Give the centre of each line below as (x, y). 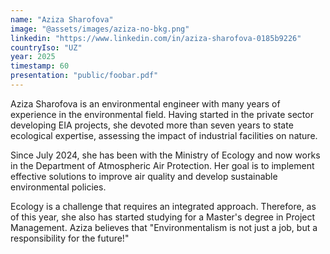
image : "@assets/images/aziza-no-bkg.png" (100, 29)
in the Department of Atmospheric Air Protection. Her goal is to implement (162, 165)
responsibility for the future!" (70, 238)
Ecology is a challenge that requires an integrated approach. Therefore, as (163, 206)
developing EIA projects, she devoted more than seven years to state (152, 125)
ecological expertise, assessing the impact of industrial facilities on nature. (164, 135)
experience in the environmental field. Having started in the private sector (162, 114)
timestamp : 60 (40, 66)
